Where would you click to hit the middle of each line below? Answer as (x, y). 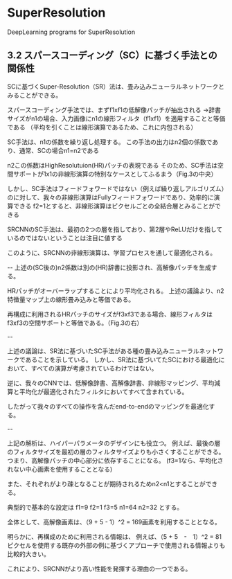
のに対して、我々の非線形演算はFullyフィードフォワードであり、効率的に (110, 197)
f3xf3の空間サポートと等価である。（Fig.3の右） (75, 323)
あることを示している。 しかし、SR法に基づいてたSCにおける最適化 (122, 359)
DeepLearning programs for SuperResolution (71, 32)
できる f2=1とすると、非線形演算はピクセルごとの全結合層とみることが (114, 206)
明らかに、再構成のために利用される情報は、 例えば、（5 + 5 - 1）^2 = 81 (115, 536)
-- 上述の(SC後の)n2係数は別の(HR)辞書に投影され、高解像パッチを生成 (109, 267)
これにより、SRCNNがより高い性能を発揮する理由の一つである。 (99, 569)
